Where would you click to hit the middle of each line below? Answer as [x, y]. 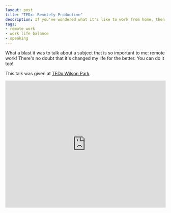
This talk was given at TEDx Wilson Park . [48, 73]
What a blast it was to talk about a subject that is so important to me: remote [85, 53]
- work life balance [27, 34]
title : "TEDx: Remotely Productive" [44, 15]
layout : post [19, 10]
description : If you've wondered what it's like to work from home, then [85, 19]
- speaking [17, 39]
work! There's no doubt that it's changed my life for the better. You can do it [85, 58]
